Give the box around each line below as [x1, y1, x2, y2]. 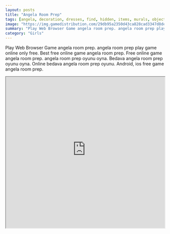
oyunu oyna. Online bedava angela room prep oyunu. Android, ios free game [5, 61, 164, 67]
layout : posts [5, 7, 35, 13]
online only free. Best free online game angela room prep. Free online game [5, 50, 162, 56]
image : [5, 21, 19, 27]
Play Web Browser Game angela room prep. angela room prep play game [5, 45, 157, 50]
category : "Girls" [5, 31, 44, 36]
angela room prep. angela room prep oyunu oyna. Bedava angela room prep [5, 55, 163, 61]
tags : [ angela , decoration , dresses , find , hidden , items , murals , [5, 17, 150, 22]
